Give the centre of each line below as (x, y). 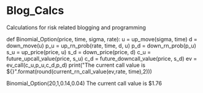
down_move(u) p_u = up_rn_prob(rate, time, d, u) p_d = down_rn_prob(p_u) (101, 46)
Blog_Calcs (35, 11)
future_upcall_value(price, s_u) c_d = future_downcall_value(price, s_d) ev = (102, 58)
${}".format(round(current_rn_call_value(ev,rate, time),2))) (79, 71)
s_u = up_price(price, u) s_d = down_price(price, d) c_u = (79, 52)
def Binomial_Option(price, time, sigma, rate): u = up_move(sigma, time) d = (102, 39)
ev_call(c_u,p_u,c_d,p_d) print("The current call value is (76, 65)
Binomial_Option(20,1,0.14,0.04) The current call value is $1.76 (84, 83)
